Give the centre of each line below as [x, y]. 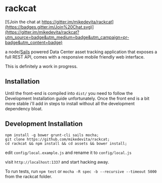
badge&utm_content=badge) [34, 42]
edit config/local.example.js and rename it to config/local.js [68, 152]
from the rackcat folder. [29, 176]
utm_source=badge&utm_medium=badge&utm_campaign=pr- [67, 37]
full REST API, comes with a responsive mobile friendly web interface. [75, 57]
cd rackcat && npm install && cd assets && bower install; [66, 143]
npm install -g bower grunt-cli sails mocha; [52, 135]
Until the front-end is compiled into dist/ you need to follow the [69, 93]
